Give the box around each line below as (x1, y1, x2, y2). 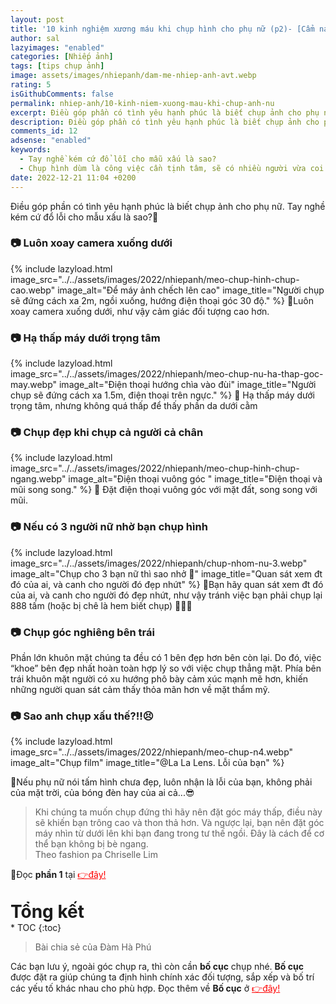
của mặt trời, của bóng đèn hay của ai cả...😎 (10, 787, 195, 799)
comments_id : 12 (10, 126, 78, 136)
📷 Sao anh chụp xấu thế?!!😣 (10, 709, 154, 723)
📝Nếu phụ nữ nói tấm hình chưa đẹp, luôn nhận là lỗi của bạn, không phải (10, 776, 313, 788)
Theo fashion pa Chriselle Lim (34, 849, 158, 861)
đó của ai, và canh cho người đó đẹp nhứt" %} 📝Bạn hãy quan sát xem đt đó (10, 578, 324, 590)
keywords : (10, 145, 52, 155)
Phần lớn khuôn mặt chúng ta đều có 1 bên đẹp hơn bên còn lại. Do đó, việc (10, 651, 322, 663)
